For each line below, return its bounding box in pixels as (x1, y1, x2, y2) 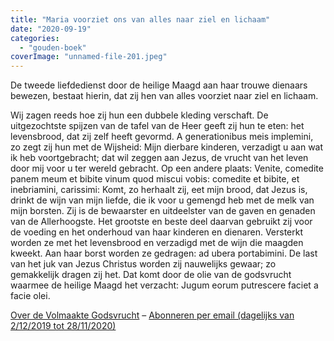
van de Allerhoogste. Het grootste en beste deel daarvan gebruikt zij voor (10, 216, 313, 228)
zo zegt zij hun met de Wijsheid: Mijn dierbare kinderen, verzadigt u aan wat (10, 141, 324, 153)
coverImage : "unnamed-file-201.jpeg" (10, 52, 168, 62)
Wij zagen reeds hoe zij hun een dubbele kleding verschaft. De (10, 109, 269, 121)
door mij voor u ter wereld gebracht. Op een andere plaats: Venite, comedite (10, 162, 324, 175)
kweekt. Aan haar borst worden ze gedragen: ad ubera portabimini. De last (10, 247, 318, 260)
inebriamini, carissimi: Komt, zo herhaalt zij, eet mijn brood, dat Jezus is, (10, 184, 308, 196)
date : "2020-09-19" (10, 24, 92, 34)
